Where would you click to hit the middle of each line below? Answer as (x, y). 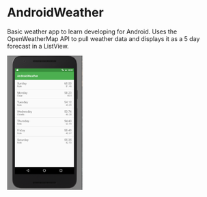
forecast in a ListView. (38, 46)
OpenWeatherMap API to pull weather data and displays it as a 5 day (104, 38)
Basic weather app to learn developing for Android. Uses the (92, 31)
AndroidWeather (55, 13)
